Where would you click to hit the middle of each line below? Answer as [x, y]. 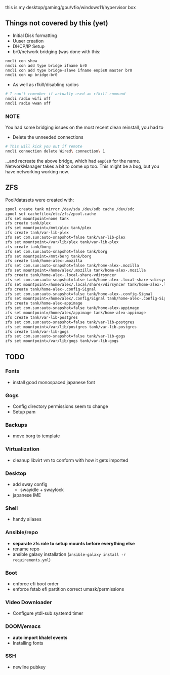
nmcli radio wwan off [28, 103]
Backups [16, 425]
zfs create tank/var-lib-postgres [42, 317]
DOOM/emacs [23, 626]
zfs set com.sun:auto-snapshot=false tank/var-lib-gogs [65, 336]
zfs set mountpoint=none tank [37, 218]
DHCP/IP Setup [28, 46]
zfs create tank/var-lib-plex [37, 233]
